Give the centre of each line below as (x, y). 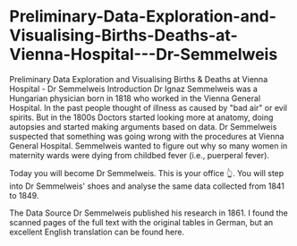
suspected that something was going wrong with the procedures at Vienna (147, 136)
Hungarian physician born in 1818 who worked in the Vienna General (135, 98)
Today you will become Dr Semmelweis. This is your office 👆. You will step (147, 173)
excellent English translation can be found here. (97, 232)
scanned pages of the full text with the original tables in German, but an (141, 222)
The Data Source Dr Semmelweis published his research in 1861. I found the (149, 213)
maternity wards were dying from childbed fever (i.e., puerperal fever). (140, 155)
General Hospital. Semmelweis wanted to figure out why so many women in (148, 146)
